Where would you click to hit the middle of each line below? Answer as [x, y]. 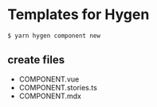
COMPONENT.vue [49, 79]
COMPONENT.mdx [50, 96]
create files [36, 60]
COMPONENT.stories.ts [58, 87]
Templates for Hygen [78, 15]
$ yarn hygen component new [54, 36]
